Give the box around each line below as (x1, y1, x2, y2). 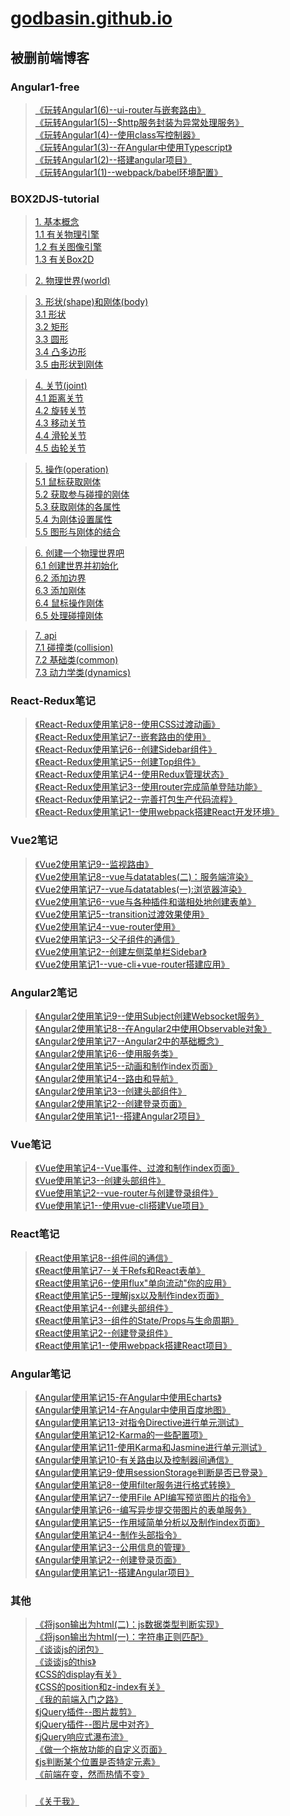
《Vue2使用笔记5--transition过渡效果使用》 (34, 908, 210, 920)
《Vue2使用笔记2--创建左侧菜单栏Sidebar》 (34, 945, 207, 957)
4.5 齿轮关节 (34, 442, 87, 454)
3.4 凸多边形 (34, 346, 87, 358)
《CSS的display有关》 (34, 1668, 122, 1681)
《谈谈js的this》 (34, 1656, 97, 1668)
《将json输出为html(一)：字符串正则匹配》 (34, 1631, 208, 1643)
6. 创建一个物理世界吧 (34, 547, 125, 559)
